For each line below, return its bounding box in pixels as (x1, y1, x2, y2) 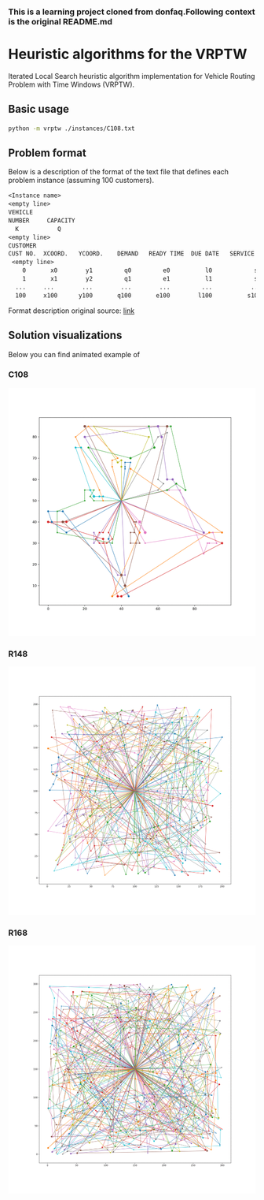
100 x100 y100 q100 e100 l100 (15, 291, 213, 300)
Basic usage (8, 102, 69, 116)
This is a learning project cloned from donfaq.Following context (8, 6, 255, 17)
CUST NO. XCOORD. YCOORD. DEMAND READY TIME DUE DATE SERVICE (8, 250, 255, 258)
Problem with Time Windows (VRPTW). (8, 80, 135, 89)
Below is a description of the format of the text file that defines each (8, 167, 229, 177)
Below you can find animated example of (8, 349, 141, 359)
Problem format (8, 146, 86, 159)
